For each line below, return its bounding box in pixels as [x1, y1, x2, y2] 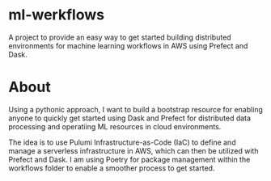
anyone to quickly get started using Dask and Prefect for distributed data [8, 113, 252, 123]
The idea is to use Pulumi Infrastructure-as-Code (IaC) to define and [8, 137, 236, 147]
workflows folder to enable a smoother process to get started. [8, 163, 215, 173]
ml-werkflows [8, 6, 105, 24]
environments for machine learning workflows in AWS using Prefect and [8, 40, 248, 50]
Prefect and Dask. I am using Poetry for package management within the [8, 154, 251, 164]
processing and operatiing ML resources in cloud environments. [8, 121, 222, 131]
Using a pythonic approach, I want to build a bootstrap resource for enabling [8, 104, 263, 114]
